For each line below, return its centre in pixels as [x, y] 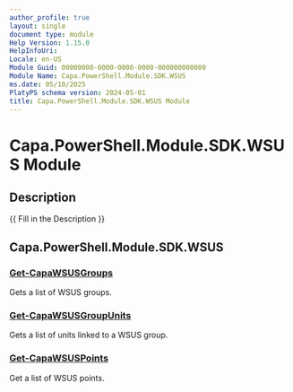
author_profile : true [50, 17]
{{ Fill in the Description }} [57, 219]
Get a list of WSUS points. [57, 378]
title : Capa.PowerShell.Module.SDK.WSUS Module [100, 101]
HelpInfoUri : [34, 51]
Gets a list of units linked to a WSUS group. [89, 335]
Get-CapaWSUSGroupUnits [70, 315]
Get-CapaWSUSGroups [61, 273]
